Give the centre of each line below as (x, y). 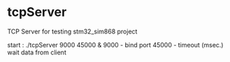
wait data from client (37, 52)
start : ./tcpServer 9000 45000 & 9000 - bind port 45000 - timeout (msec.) (115, 45)
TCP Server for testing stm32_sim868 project (72, 31)
